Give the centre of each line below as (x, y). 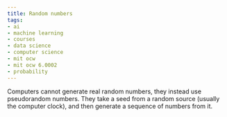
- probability (28, 71)
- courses (22, 39)
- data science (29, 46)
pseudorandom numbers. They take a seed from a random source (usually (113, 98)
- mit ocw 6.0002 (32, 65)
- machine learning (35, 33)
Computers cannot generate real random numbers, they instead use (104, 91)
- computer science (35, 53)
